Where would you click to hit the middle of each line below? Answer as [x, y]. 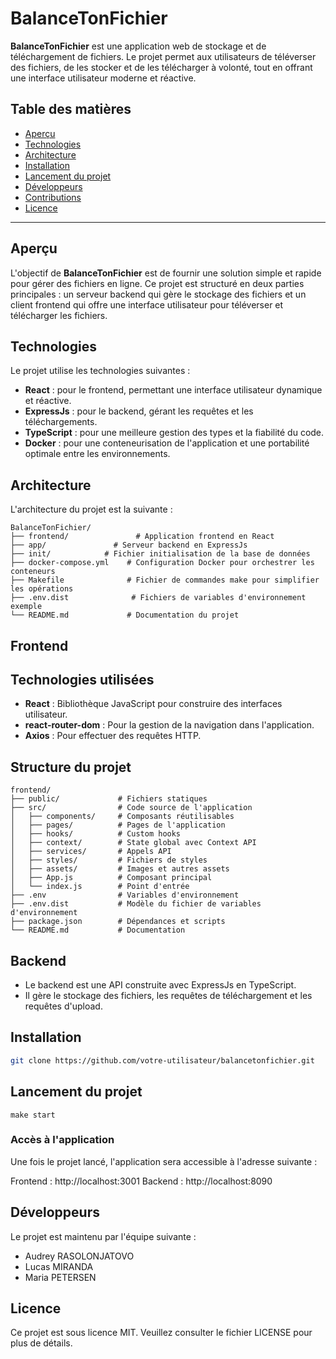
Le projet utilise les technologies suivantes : [100, 371]
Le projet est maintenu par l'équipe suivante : [103, 1236]
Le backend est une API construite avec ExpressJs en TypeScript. [160, 985]
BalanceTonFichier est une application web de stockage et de [138, 46]
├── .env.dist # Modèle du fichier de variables [136, 904]
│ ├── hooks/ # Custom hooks [96, 834]
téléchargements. [61, 422]
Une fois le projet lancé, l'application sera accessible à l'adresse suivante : [164, 1161]
